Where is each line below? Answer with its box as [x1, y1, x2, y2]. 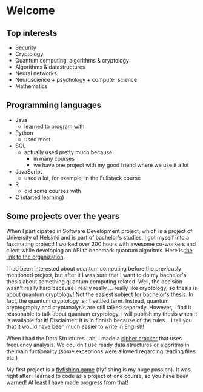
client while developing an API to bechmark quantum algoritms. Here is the [6, 246, 193, 254]
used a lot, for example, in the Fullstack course [24, 174, 141, 181]
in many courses [33, 155, 75, 162]
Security [15, 44, 36, 51]
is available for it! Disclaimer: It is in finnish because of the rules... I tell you [6, 316, 192, 323]
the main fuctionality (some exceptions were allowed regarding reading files [6, 347, 196, 355]
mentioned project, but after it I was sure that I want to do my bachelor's [6, 271, 187, 279]
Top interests [6, 28, 58, 38]
